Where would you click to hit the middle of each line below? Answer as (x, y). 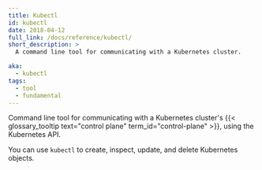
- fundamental (38, 95)
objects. (21, 158)
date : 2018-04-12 (37, 30)
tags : (17, 81)
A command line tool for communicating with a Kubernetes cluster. (129, 52)
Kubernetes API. (35, 135)
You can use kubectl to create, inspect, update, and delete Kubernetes (123, 150)
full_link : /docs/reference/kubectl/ (70, 37)
